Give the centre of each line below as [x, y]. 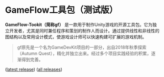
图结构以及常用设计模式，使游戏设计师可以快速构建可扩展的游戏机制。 [76, 37]
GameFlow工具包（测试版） [62, 10]
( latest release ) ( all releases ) [34, 69]
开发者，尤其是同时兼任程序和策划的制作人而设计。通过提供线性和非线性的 [84, 30]
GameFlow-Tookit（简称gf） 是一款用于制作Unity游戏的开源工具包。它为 [79, 25]
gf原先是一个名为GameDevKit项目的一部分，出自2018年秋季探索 [82, 47]
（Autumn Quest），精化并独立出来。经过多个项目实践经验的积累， [84, 53]
